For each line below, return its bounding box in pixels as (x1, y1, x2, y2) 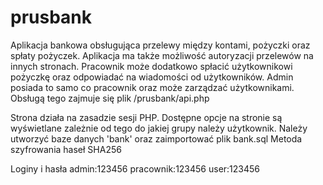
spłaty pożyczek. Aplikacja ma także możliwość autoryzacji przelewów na (10, 49, 314, 61)
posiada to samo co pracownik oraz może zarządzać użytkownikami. (10, 81, 295, 93)
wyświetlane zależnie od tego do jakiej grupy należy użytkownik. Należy (10, 122, 308, 134)
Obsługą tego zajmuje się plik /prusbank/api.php (10, 92, 210, 104)
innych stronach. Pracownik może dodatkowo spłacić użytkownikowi (10, 60, 293, 72)
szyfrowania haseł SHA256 (10, 143, 122, 155)
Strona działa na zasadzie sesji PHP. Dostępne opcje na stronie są (10, 111, 283, 123)
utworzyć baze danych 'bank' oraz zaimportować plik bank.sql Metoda (10, 132, 303, 145)
